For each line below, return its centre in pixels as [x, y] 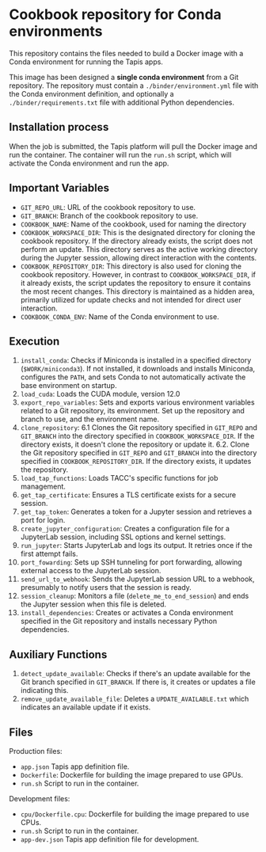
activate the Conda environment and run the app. [89, 163]
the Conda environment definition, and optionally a [91, 93]
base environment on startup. [68, 386]
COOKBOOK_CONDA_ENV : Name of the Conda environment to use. [120, 316]
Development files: [40, 799]
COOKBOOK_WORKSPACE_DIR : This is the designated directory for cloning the [138, 232]
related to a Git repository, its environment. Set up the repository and [132, 411]
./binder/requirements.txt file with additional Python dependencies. [122, 102]
